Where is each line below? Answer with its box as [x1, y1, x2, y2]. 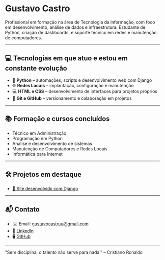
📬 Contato [5, 205, 40, 213]
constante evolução [5, 64, 67, 72]
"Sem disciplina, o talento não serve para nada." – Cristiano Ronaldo [5, 249, 143, 255]
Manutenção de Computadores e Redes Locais [12, 145, 108, 152]
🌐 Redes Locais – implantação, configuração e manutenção [12, 82, 134, 88]
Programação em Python [12, 135, 63, 141]
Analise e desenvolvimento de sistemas [12, 141, 92, 146]
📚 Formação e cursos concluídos [5, 115, 110, 123]
